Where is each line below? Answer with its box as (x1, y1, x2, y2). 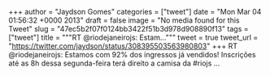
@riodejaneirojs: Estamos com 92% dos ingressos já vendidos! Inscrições (8, 50, 256, 59)
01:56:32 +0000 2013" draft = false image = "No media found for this (8, 15, 240, 25)
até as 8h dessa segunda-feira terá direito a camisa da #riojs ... (8, 58, 220, 68)
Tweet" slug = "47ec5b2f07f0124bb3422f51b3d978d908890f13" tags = (8, 24, 249, 33)
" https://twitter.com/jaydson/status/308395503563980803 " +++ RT (8, 41, 238, 51)
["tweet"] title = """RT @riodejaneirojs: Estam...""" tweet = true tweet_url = (8, 32, 259, 42)
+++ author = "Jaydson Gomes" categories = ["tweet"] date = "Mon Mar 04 (8, 7, 262, 16)
